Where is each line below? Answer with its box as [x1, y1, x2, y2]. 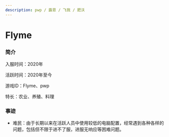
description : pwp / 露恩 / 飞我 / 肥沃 [5, 7, 85, 13]
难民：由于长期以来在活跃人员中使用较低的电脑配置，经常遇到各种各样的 [12, 120, 164, 126]
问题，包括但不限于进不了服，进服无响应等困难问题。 [12, 126, 124, 132]
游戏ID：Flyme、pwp [5, 83, 50, 89]
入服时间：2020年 [5, 61, 43, 67]
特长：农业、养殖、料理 [5, 94, 54, 100]
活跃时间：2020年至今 [5, 72, 52, 78]
